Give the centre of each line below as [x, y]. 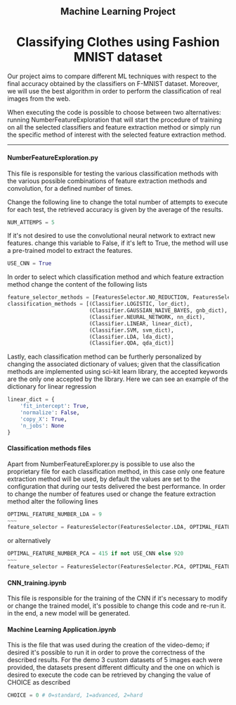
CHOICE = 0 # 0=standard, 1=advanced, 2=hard [75, 695]
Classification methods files [49, 448]
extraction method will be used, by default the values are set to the [104, 479]
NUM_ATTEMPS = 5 [31, 222]
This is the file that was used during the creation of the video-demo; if [109, 645]
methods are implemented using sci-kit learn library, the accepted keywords [118, 372]
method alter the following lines [53, 501]
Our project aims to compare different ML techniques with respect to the [112, 76]
